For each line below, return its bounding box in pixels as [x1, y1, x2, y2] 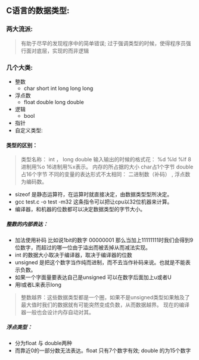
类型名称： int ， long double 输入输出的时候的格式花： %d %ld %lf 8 [20, 156, 192, 163]
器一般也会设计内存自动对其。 [20, 309, 94, 316]
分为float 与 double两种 [14, 340, 73, 347]
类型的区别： [6, 142, 38, 149]
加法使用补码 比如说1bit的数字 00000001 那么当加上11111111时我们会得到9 [14, 237, 194, 244]
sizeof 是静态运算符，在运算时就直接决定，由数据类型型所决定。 [14, 191, 173, 198]
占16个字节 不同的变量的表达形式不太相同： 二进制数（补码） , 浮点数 [20, 171, 191, 178]
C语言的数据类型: [6, 5, 70, 16]
